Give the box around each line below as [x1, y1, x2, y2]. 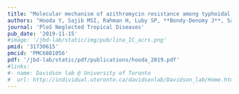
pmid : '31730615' [7, 43, 59, 50]
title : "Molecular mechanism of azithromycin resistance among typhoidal [7, 10, 231, 18]
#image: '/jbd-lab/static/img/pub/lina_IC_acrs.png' [7, 37, 167, 44]
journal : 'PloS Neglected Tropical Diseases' [7, 23, 144, 30]
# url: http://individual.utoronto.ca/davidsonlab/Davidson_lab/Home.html [7, 76, 237, 83]
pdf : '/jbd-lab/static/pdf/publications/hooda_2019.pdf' [7, 57, 180, 64]
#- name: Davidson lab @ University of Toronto [7, 69, 152, 76]
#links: [7, 63, 31, 70]
